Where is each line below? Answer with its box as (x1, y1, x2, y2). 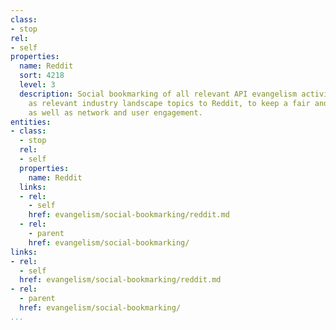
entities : (10, 117, 52, 127)
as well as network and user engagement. (28, 107, 203, 118)
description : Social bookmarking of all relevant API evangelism (19, 89, 298, 99)
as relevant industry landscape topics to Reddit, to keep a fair (28, 98, 311, 108)
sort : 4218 (19, 71, 65, 81)
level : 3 (19, 80, 56, 90)
